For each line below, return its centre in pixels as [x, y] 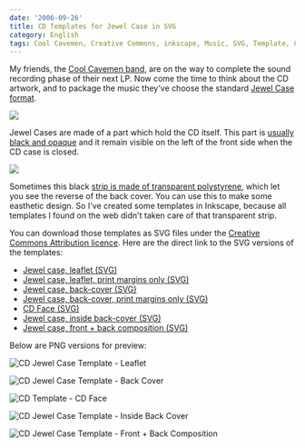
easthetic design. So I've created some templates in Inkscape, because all [148, 206]
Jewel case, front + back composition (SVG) [105, 328]
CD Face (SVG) [51, 309]
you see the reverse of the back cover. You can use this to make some [141, 196]
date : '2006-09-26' [46, 18]
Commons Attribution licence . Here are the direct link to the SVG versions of [152, 243]
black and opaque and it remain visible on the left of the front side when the [151, 143]
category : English [44, 35]
